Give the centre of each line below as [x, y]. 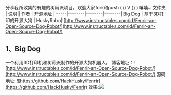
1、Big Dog [23, 49]
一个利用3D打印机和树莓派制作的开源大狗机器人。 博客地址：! [70, 62]
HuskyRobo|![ [51, 20]
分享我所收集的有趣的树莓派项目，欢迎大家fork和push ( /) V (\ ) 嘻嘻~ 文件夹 [85, 7]
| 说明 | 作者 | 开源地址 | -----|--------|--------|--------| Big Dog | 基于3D [82, 14]
